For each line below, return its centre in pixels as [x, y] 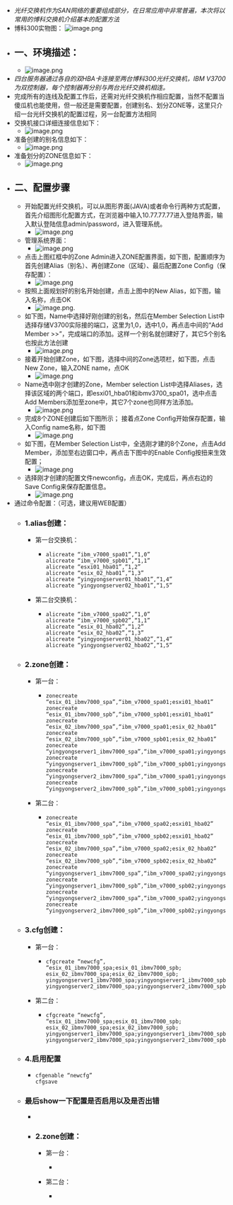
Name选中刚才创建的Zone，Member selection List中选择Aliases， [120, 384]
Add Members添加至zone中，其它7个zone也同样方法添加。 [111, 402]
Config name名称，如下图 [68, 427]
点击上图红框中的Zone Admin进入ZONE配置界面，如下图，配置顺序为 [125, 257]
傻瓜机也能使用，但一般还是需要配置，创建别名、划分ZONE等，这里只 [115, 105]
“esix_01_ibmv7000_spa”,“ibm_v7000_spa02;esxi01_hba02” [130, 824]
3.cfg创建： [45, 930]
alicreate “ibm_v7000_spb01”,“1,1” [98, 561]
